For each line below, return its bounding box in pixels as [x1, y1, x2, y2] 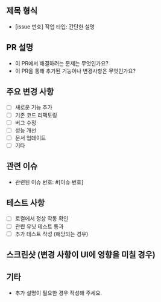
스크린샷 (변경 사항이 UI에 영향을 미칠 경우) [6, 250, 156, 260]
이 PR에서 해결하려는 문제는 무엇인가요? [14, 59, 109, 67]
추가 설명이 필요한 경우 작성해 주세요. [14, 289, 103, 297]
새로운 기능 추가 [14, 103, 52, 111]
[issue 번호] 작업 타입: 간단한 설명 [14, 23, 95, 30]
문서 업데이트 [14, 134, 46, 141]
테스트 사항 [6, 198, 45, 208]
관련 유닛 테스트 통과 [14, 223, 64, 230]
